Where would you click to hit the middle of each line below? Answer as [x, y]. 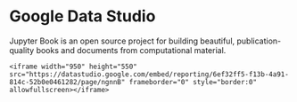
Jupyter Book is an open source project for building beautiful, [122, 41]
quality [22, 50]
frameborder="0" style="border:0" [193, 82]
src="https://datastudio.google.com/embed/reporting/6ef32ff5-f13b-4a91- [149, 74]
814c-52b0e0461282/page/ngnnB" [67, 82]
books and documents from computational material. [131, 50]
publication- [259, 41]
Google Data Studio [82, 16]
